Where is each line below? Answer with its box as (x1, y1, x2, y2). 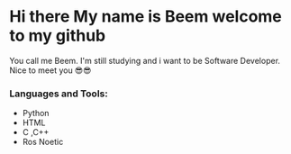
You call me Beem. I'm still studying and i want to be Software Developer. (9, 55, 281, 66)
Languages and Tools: (9, 87, 108, 100)
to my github (9, 25, 106, 46)
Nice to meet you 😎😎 (9, 65, 92, 76)
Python (22, 108, 50, 119)
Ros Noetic (22, 137, 64, 148)
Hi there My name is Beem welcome (9, 6, 282, 27)
